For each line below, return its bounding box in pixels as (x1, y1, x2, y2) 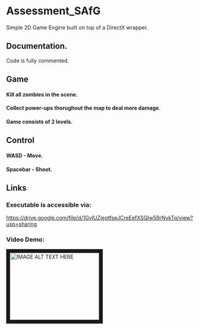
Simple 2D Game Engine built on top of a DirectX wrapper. (6, 24, 149, 31)
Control (6, 135, 34, 145)
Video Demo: (6, 235, 45, 244)
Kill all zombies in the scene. (6, 91, 78, 98)
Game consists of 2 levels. (6, 118, 73, 125)
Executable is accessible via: (6, 201, 91, 209)
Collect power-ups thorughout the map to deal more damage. (6, 104, 161, 111)
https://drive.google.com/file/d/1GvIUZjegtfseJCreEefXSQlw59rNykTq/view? (6, 214, 193, 222)
